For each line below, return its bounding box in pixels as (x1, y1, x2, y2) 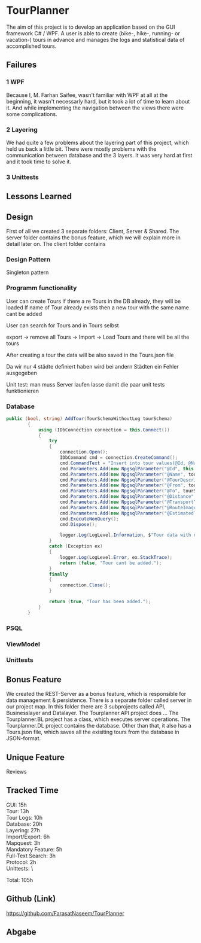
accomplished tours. (6, 42, 57, 50)
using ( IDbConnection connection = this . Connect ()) (38, 427, 170, 433)
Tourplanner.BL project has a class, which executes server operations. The (6, 716, 191, 723)
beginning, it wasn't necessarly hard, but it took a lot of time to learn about (6, 98, 190, 105)
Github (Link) (6, 894, 56, 904)
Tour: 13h (6, 807, 29, 814)
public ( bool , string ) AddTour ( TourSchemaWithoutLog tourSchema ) (6, 415, 172, 422)
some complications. (6, 110, 58, 117)
